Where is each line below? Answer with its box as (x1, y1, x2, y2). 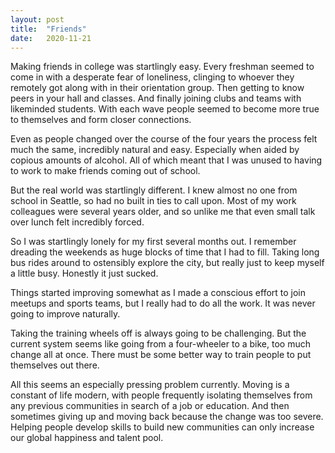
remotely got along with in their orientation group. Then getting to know (10, 82, 305, 94)
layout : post (10, 14, 65, 25)
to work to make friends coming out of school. (10, 165, 201, 177)
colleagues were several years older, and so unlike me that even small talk (10, 206, 316, 218)
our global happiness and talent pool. (10, 432, 164, 444)
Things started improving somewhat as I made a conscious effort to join (10, 287, 307, 299)
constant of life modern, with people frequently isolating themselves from (10, 389, 313, 401)
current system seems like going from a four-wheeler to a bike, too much (10, 338, 311, 350)
